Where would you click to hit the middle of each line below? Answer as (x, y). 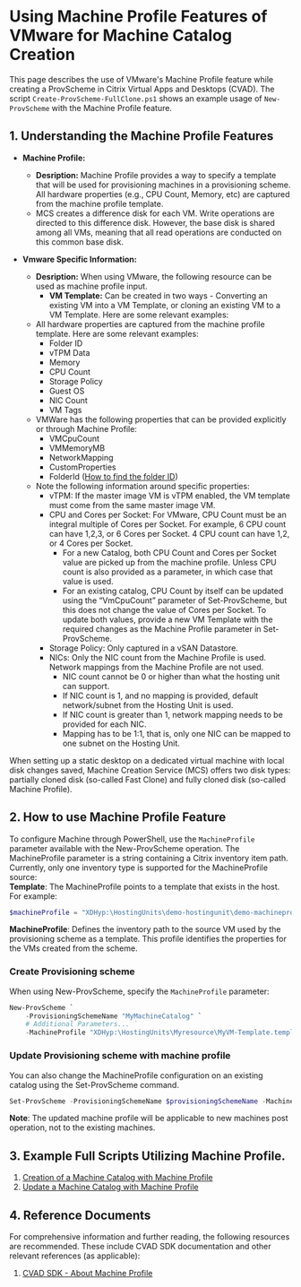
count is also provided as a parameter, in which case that (168, 572)
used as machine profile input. (91, 286)
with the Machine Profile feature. (112, 108)
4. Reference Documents (80, 1215)
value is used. (88, 581)
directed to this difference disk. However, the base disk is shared (155, 222)
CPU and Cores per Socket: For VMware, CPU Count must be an (168, 514)
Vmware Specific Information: (79, 259)
